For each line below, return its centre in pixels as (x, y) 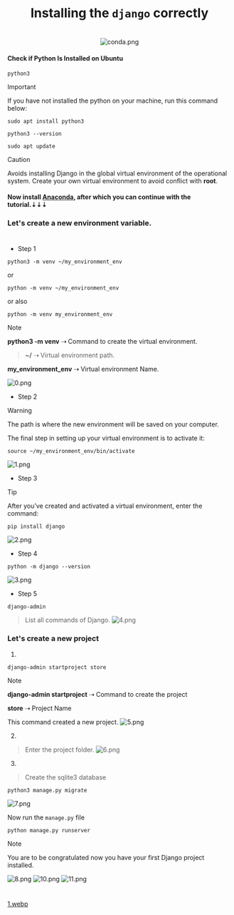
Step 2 (27, 397)
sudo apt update (31, 146)
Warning (20, 411)
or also (17, 302)
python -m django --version (49, 567)
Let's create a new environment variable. (79, 223)
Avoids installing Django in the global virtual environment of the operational (117, 173)
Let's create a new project (53, 638)
